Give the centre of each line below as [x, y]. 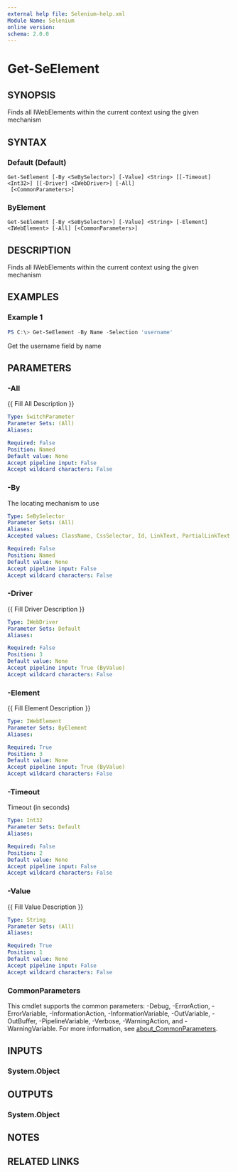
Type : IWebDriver [33, 622]
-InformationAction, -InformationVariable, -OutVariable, [130, 1013]
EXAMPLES [33, 297]
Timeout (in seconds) [39, 807]
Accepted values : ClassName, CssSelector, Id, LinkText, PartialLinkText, [120, 536]
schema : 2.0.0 [28, 34]
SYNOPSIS [32, 95]
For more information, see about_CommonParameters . [139, 1028]
